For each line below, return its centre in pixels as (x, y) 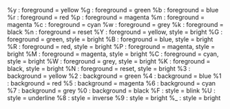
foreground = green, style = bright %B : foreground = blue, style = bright (110, 39)
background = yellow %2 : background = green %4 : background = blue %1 (114, 76)
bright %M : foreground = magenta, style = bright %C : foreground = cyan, (113, 54)
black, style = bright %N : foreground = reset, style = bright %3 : (99, 69)
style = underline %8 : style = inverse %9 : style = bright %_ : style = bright (114, 98)
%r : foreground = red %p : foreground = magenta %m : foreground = (106, 17)
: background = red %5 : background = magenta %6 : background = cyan (111, 83)
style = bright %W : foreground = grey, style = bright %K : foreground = (109, 61)
